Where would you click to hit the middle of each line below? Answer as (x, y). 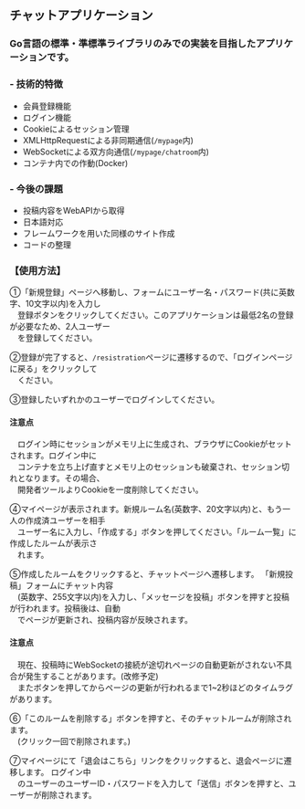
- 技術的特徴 (37, 84)
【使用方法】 (38, 270)
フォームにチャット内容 (69, 585)
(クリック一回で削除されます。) (74, 741)
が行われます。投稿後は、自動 (65, 608)
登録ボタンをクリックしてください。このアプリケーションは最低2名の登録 (155, 315)
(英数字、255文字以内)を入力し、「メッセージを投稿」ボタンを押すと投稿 (153, 597)
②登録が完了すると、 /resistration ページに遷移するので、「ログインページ (151, 357)
